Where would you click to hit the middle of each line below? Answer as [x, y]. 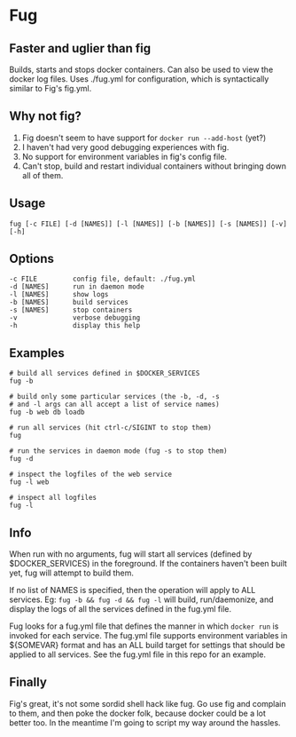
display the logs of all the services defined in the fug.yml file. [121, 609]
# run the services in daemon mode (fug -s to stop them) [118, 451]
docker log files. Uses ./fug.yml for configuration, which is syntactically [139, 79]
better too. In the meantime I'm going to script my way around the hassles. [145, 722]
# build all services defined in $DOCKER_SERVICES [105, 374]
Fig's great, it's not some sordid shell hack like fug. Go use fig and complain [148, 703]
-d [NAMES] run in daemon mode [77, 287]
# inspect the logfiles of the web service [91, 475]
